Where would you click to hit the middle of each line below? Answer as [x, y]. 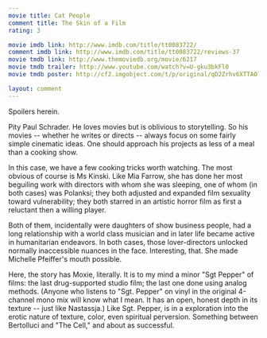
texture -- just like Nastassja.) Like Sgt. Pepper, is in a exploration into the [128, 308]
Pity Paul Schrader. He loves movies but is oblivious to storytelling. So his [128, 126]
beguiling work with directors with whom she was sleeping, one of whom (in [133, 185]
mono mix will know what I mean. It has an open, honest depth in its [147, 300]
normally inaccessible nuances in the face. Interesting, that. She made [123, 251]
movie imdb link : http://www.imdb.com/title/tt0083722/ [103, 45]
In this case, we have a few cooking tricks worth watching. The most [120, 167]
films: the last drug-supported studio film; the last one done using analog [128, 282]
